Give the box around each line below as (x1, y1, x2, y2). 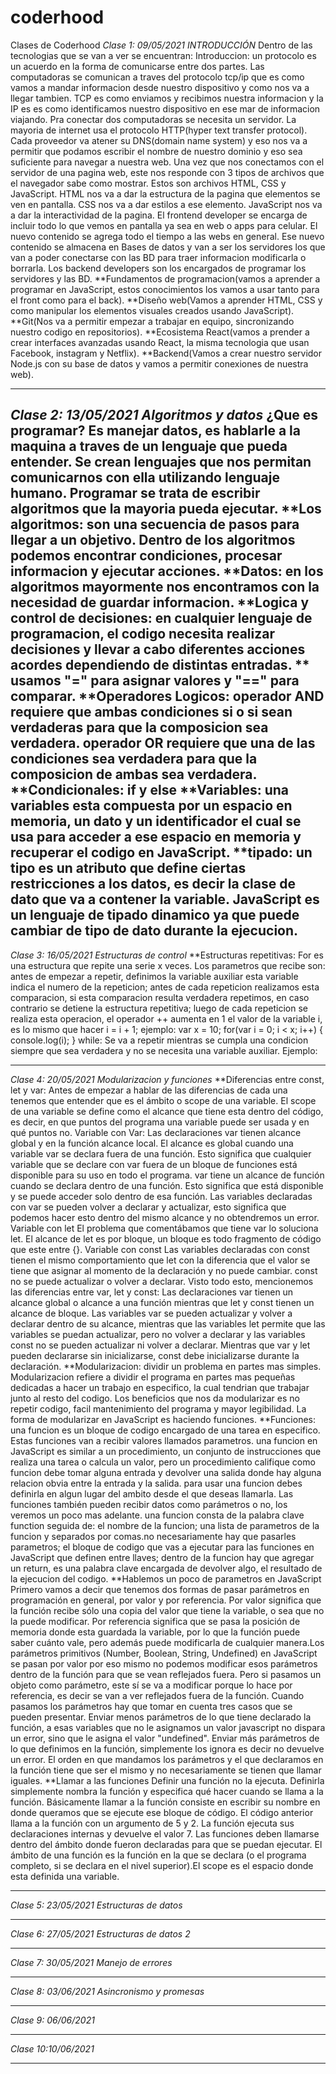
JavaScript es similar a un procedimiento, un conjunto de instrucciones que (10, 1445, 322, 1457)
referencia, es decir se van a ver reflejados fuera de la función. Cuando (10, 1689, 305, 1701)
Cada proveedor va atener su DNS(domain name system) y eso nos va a (10, 134, 308, 146)
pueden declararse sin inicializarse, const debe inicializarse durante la (10, 1349, 300, 1361)
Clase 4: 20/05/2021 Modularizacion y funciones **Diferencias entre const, (10, 1073, 325, 1085)
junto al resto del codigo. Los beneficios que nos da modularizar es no (10, 1392, 300, 1404)
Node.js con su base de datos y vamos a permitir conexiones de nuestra (10, 357, 309, 370)
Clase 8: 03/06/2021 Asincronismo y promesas (10, 1985, 205, 1997)
